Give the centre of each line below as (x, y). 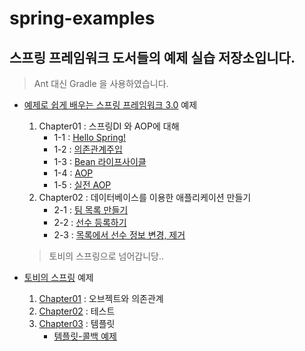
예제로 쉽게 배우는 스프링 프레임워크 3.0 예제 (110, 105)
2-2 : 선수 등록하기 (90, 222)
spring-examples (82, 18)
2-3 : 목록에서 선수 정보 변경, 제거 (119, 235)
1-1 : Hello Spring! (90, 137)
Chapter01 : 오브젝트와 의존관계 (101, 298)
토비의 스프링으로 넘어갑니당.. (106, 256)
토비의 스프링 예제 (58, 277)
